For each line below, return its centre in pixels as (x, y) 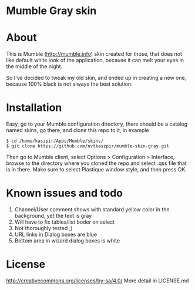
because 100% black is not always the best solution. (70, 84)
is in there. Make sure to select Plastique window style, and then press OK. (96, 170)
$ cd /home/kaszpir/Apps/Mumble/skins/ (55, 141)
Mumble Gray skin (51, 11)
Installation (34, 108)
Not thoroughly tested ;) (43, 228)
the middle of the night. (34, 66)
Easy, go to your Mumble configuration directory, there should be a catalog (97, 124)
